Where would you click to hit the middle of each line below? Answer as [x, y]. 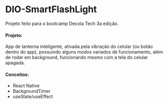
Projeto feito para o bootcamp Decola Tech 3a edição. [62, 23]
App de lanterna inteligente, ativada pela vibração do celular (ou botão [79, 46]
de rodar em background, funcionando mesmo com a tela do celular [77, 58]
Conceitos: [17, 74]
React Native [26, 86]
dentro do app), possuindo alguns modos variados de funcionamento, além [84, 52]
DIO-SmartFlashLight [51, 9]
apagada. [15, 63]
